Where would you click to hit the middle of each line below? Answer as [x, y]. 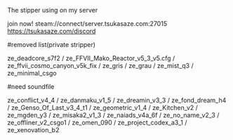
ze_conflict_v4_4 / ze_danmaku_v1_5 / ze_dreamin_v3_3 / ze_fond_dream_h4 [117, 100]
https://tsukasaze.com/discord [52, 31]
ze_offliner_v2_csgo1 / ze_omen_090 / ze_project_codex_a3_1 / [97, 122]
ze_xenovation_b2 [33, 130]
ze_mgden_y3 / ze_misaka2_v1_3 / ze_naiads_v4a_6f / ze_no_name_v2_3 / [113, 115]
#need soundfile [31, 86]
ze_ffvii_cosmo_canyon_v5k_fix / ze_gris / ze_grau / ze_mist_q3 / [101, 65]
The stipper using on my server [53, 10]
